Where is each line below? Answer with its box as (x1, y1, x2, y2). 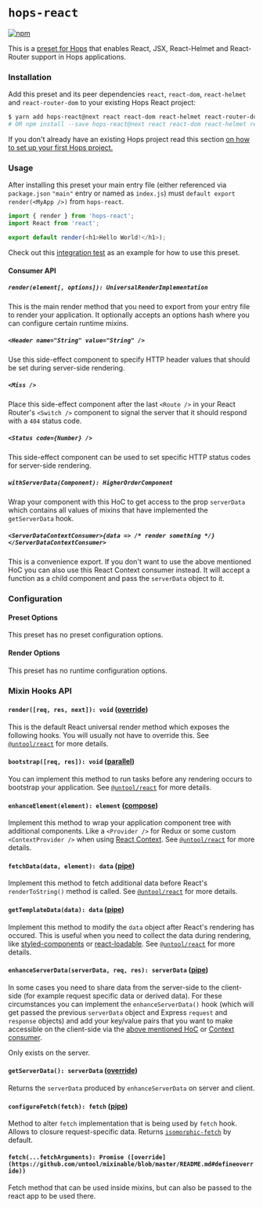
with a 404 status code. (8, 416, 82, 425)
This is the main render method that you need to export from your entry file (8, 302, 250, 312)
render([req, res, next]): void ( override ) (8, 705, 149, 714)
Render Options (8, 648, 60, 658)
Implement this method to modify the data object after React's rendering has (8, 922, 254, 932)
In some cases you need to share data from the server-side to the (8, 983, 220, 992)
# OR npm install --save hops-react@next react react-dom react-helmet (8, 120, 247, 129)
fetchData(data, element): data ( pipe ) (8, 861, 135, 870)
